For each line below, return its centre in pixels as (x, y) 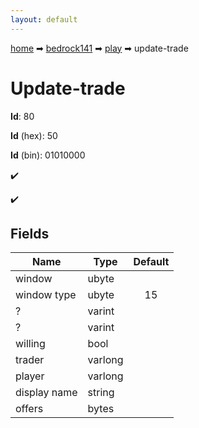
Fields (30, 233)
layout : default (44, 19)
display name (46, 393)
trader (30, 360)
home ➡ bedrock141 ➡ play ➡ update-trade (99, 48)
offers (29, 409)
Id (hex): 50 (34, 135)
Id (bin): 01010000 (48, 155)
